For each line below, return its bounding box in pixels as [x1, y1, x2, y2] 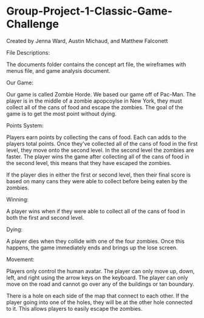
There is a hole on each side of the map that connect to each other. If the [6, 292, 189, 299]
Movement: [6, 255, 35, 263]
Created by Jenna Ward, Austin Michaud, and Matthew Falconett [6, 37, 168, 44]
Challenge [6, 17, 59, 31]
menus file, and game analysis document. [6, 67, 110, 74]
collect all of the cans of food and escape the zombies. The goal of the [6, 103, 183, 110]
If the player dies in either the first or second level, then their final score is [6, 171, 191, 178]
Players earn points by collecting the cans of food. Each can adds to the [6, 134, 186, 141]
